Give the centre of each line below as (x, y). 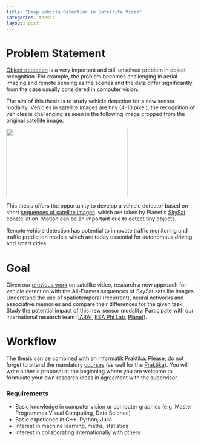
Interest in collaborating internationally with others (77, 432)
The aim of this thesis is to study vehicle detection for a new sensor (91, 101)
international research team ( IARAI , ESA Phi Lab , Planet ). (77, 317)
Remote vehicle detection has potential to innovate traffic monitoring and (97, 231)
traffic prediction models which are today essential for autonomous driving (99, 237)
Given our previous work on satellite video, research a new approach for (96, 285)
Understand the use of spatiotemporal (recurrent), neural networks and (95, 297)
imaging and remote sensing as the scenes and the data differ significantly (99, 83)
